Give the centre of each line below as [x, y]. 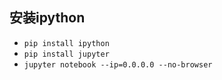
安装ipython [47, 18]
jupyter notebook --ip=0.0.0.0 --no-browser [118, 64]
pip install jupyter [66, 54]
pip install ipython [66, 43]
